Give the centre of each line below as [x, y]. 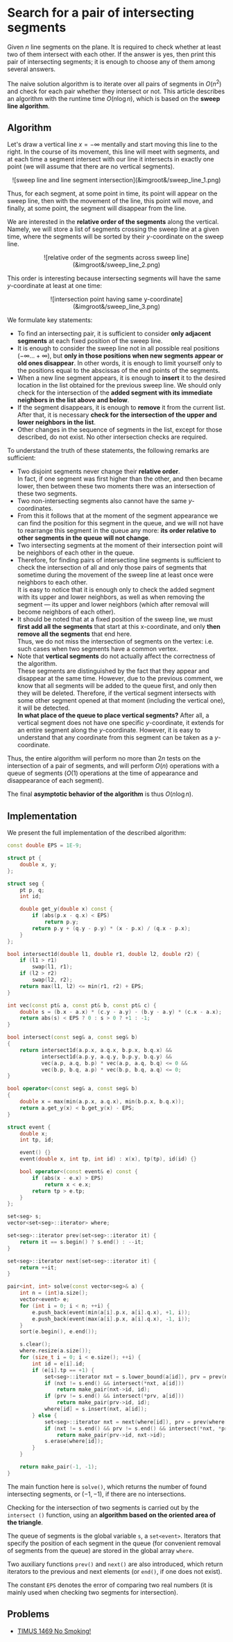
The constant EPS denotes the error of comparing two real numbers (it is [110, 1585]
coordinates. [35, 509]
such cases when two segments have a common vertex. [97, 649]
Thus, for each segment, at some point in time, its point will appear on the [112, 193]
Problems [28, 1615]
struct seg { [26, 884]
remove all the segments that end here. [74, 634]
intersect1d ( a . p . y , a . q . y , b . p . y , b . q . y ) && [106, 1057]
